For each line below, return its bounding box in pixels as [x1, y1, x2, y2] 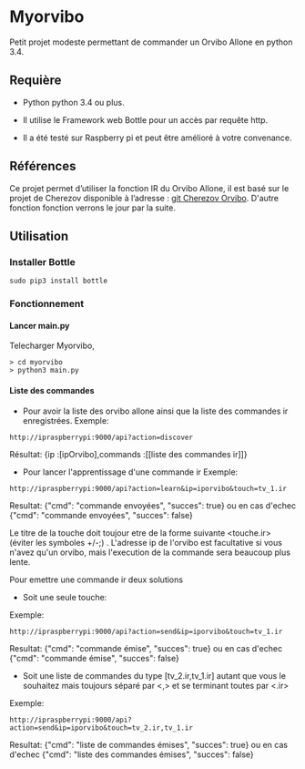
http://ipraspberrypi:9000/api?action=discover [9, 433, 194, 442]
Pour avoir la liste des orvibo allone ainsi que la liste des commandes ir [22, 405, 289, 416]
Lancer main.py [9, 320, 70, 331]
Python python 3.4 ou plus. [22, 97, 125, 108]
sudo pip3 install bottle [9, 276, 107, 286]
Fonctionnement [9, 298, 85, 311]
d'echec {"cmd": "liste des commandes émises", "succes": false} [9, 749, 255, 760]
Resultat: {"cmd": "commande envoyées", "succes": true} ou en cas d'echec [9, 499, 297, 511]
